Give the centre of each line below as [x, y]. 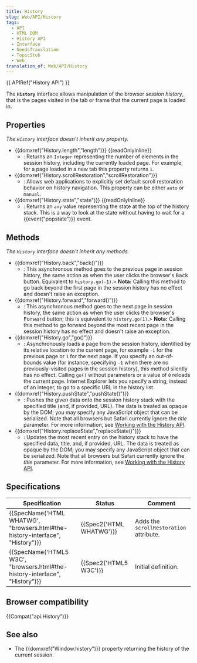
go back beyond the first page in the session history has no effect [103, 288]
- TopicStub [26, 55]
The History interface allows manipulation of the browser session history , [95, 94]
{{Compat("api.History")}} [38, 616]
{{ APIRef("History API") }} [38, 83]
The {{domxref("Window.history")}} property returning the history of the [102, 649]
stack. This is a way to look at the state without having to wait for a [104, 213]
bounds [33, 362]
